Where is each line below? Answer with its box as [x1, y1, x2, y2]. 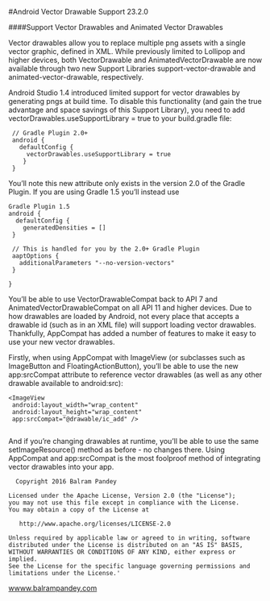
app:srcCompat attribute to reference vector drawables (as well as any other [8, 370, 263, 379]
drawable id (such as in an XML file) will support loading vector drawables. [8, 320, 256, 330]
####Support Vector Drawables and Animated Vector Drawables [8, 23, 223, 31]
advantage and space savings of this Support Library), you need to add [8, 105, 246, 114]
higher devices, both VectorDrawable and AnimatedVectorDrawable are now [8, 56, 263, 64]
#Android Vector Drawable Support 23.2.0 [8, 7, 149, 16]
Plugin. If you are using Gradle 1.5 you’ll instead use [8, 187, 180, 197]
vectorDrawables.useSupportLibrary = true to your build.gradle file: [8, 114, 232, 123]
